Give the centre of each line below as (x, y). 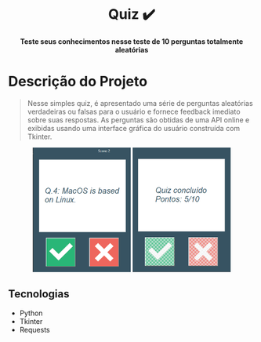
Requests (34, 329)
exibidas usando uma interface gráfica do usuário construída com (134, 128)
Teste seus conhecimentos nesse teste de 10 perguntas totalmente (132, 41)
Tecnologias (39, 294)
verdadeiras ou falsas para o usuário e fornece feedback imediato (134, 111)
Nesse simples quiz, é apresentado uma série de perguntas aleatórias (140, 103)
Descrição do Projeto (78, 82)
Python (31, 313)
